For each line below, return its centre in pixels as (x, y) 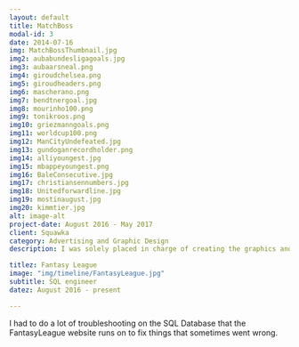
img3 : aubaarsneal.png (51, 68)
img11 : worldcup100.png (53, 133)
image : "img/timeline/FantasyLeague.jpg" (87, 274)
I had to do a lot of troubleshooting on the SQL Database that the (128, 323)
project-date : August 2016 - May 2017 (81, 224)
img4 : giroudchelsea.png (55, 76)
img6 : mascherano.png (49, 92)
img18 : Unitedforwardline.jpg (65, 191)
